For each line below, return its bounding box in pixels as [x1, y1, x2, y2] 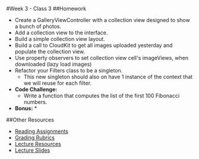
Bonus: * [14, 105, 37, 112]
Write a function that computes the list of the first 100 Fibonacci [23, 92, 180, 99]
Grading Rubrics [14, 134, 55, 141]
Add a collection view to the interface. [14, 29, 108, 36]
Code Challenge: [14, 86, 58, 93]
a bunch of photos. [14, 23, 61, 30]
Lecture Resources [14, 141, 61, 147]
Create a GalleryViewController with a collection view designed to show [14, 17, 190, 23]
